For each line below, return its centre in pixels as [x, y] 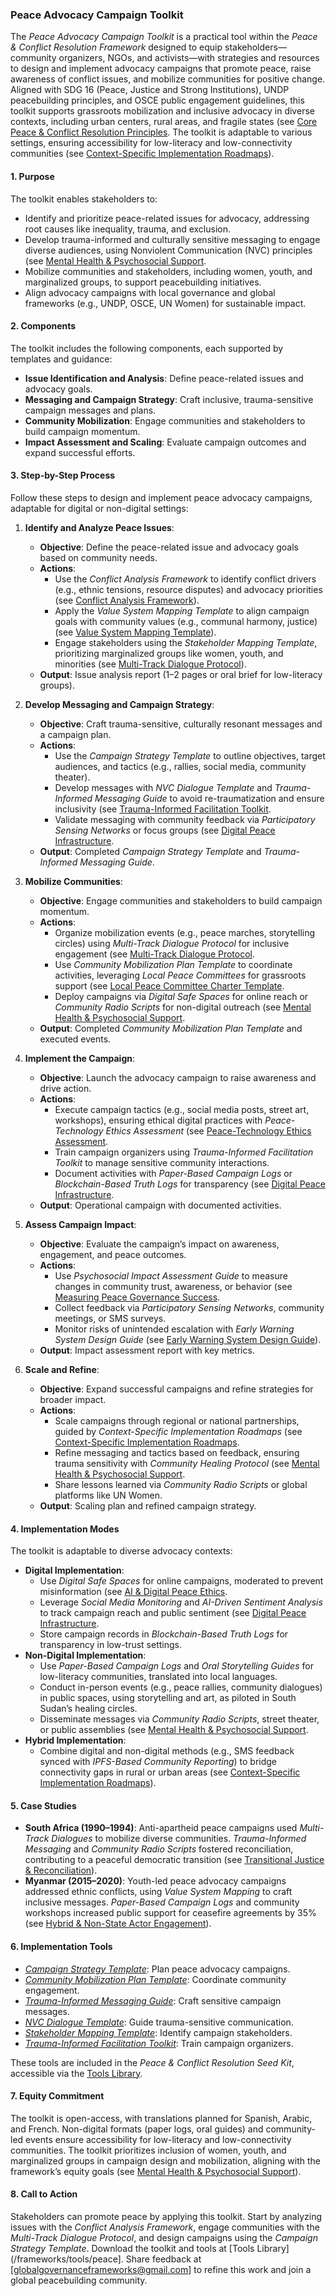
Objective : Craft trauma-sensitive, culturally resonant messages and [181, 724]
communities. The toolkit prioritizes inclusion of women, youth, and [148, 2150]
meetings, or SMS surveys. [110, 1318]
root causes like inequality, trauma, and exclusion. [127, 229]
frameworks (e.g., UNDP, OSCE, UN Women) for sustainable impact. [165, 303]
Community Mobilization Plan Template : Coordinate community [155, 1979]
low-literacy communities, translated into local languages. [158, 1677]
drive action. [65, 1088]
